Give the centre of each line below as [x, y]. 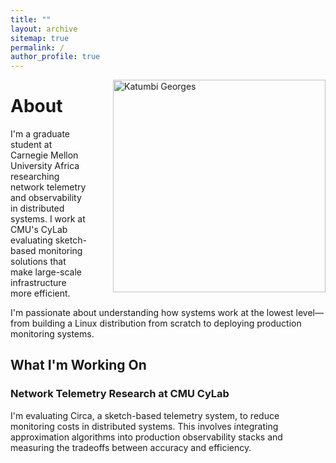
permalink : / [37, 47]
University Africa [45, 166]
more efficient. [40, 293]
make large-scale [46, 272]
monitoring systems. [52, 334]
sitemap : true [40, 38]
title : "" [31, 19]
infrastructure [38, 283]
